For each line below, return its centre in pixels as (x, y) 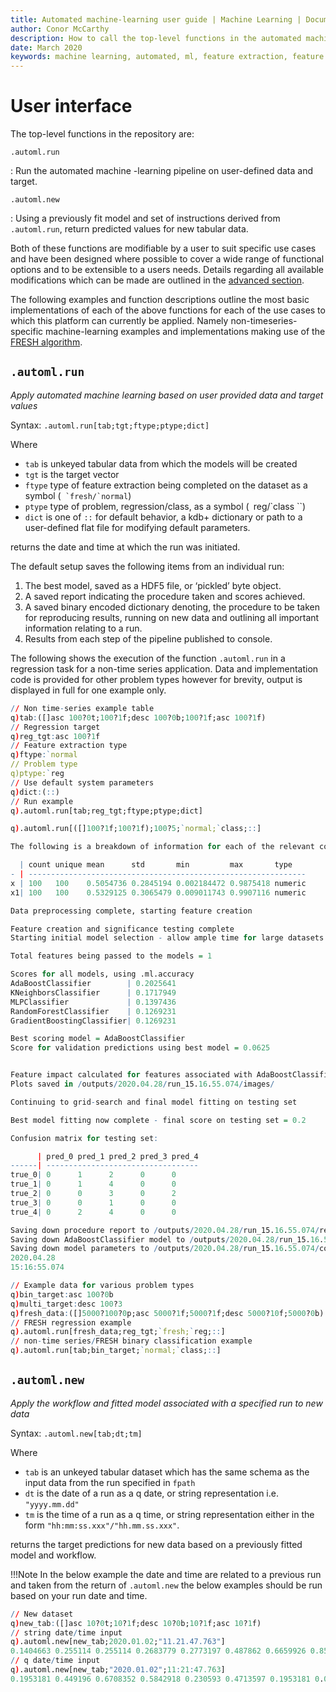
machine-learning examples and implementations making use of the (185, 332)
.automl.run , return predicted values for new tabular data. (129, 229)
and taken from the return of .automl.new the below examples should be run (166, 1585)
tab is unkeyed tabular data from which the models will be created (161, 463)
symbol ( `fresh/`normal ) (78, 495)
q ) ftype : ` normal (44, 755)
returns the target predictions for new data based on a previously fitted (156, 1544)
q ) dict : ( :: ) (35, 792)
